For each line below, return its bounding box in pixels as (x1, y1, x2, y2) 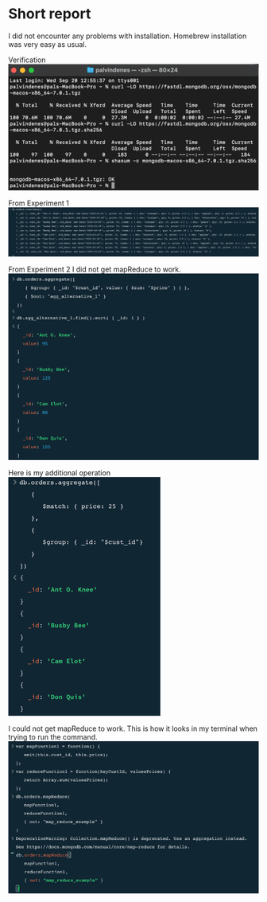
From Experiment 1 (8, 198, 69, 208)
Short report (8, 5, 91, 23)
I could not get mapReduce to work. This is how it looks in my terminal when (8, 724, 258, 733)
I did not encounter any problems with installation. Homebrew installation (8, 31, 247, 41)
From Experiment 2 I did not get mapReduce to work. (8, 264, 181, 274)
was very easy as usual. (8, 39, 87, 49)
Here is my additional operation (8, 467, 111, 478)
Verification (8, 55, 46, 64)
